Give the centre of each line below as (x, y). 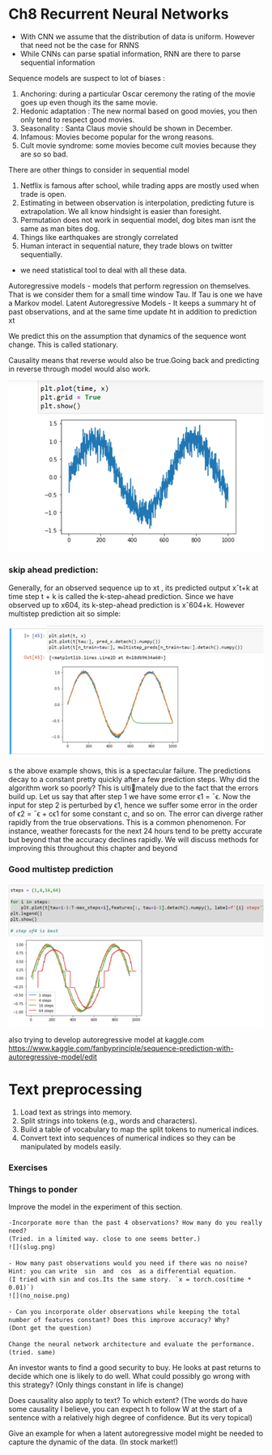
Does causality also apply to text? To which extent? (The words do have (128, 1400)
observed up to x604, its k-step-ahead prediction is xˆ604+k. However (127, 605)
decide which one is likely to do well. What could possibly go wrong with (130, 1376)
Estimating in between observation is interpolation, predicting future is (137, 203)
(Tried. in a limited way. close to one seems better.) (104, 1239)
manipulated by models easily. (70, 1146)
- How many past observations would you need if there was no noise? (128, 1263)
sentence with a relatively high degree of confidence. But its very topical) (131, 1417)
